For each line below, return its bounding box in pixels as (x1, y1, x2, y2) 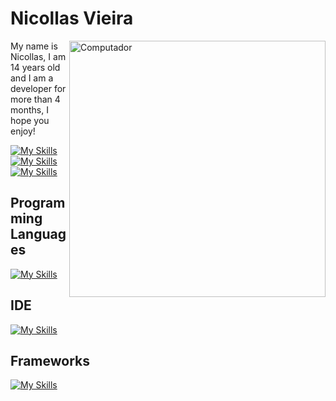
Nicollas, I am (10, 50, 67, 62)
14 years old (10, 61, 61, 73)
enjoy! (10, 125, 36, 137)
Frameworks (10, 352, 91, 369)
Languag (10, 226, 67, 243)
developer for (10, 82, 67, 94)
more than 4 (10, 93, 61, 105)
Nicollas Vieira (10, 7, 134, 30)
